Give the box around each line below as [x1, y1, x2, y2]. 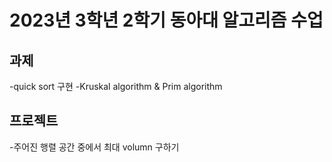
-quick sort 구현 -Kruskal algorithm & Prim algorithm [9, 81, 223, 92]
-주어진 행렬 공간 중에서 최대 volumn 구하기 [9, 141, 180, 153]
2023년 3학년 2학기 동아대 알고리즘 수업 [9, 9, 324, 32]
